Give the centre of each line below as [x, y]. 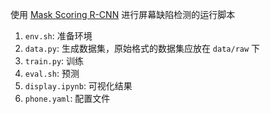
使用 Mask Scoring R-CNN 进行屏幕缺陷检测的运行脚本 [123, 14]
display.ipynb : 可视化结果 [78, 86]
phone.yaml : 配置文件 [67, 98]
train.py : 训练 [54, 61]
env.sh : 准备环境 [58, 36]
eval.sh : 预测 [52, 73]
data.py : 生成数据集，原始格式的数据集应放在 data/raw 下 [142, 48]
